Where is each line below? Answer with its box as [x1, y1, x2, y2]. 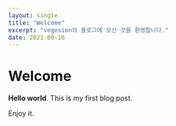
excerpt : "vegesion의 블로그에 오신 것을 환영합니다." [8, 26, 170, 34]
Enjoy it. [8, 109, 35, 118]
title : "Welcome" [8, 19, 66, 27]
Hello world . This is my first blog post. [8, 94, 133, 103]
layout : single [8, 11, 58, 20]
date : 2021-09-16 [8, 33, 66, 42]
